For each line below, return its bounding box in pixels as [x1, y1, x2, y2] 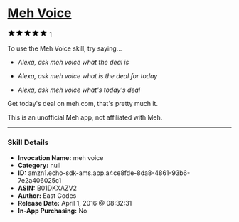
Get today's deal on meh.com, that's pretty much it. [7, 99, 159, 107]
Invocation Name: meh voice [17, 154, 104, 162]
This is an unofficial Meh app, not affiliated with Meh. [7, 112, 163, 122]
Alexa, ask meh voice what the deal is [17, 58, 129, 66]
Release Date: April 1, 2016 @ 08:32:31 [17, 199, 132, 208]
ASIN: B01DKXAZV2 [17, 184, 77, 193]
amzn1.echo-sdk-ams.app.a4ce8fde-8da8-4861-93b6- [28, 169, 191, 177]
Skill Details [7, 137, 49, 147]
